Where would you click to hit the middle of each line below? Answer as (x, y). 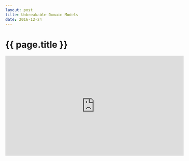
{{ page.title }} (37, 44)
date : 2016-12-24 (24, 19)
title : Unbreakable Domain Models (42, 15)
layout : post (19, 10)
